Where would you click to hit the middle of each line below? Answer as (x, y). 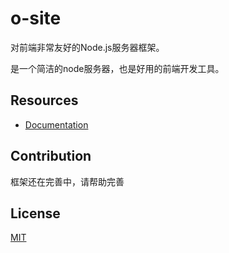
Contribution (51, 156)
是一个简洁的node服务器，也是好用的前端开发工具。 (117, 68)
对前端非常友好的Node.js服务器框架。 (87, 47)
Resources (44, 100)
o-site (36, 18)
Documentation (56, 124)
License (35, 213)
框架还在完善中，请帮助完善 (67, 181)
